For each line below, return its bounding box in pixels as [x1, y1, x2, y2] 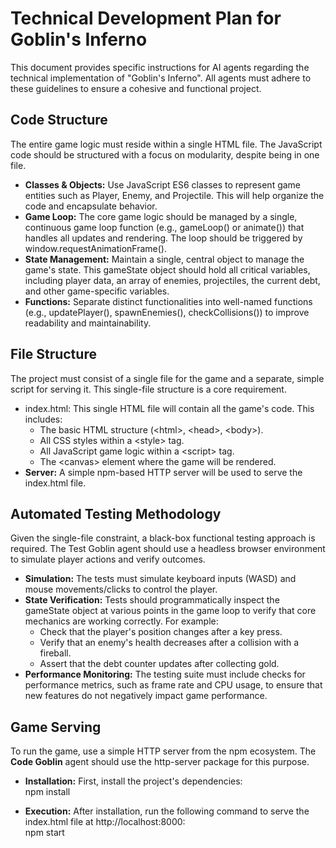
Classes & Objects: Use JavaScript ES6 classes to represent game [24, 178, 302, 191]
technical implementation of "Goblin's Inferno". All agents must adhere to [10, 72, 312, 84]
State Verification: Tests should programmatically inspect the [24, 594, 280, 606]
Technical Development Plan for [10, 7, 282, 30]
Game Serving [10, 718, 102, 736]
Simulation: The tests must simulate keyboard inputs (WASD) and [24, 573, 297, 585]
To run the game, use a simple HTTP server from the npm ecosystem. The [10, 745, 317, 757]
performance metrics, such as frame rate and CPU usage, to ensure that [24, 679, 323, 691]
